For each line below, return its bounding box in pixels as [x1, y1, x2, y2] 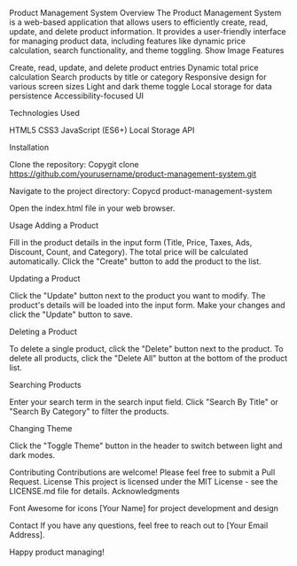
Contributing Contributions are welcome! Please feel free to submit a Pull [9, 467, 276, 477]
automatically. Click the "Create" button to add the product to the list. [9, 256, 262, 267]
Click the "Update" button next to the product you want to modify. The [9, 291, 266, 300]
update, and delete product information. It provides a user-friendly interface [9, 27, 286, 36]
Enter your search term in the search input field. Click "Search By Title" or [9, 397, 279, 407]
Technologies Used [9, 108, 80, 118]
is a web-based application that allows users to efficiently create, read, [9, 17, 269, 27]
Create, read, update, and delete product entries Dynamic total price [9, 62, 259, 73]
